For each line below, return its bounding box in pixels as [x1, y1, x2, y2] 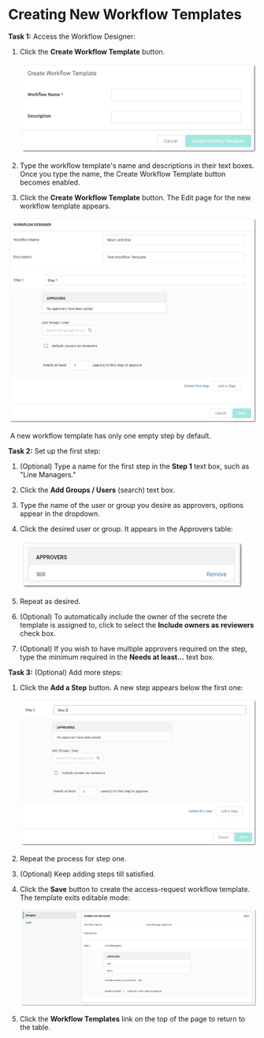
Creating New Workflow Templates [8, 6, 242, 24]
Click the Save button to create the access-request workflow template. [19, 884, 251, 894]
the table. [19, 1023, 51, 1032]
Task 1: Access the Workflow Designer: [8, 32, 136, 41]
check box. [19, 629, 57, 638]
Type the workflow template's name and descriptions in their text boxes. [19, 161, 255, 170]
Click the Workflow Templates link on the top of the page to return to [19, 1014, 246, 1024]
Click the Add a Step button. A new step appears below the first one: [19, 682, 244, 692]
